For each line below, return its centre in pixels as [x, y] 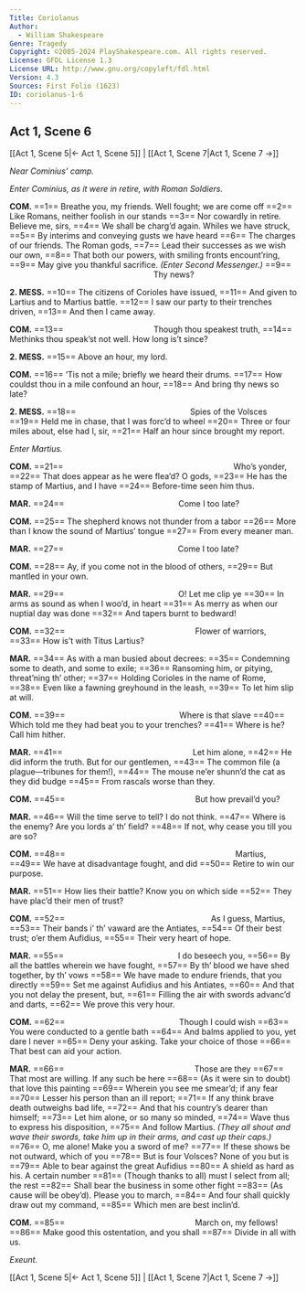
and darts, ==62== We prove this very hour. [92, 1004]
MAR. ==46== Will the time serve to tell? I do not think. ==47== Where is [148, 817]
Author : [24, 27]
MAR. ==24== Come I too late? [125, 504]
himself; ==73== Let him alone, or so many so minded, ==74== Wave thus [150, 1117]
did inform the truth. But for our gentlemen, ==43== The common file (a [145, 762]
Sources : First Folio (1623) [65, 86]
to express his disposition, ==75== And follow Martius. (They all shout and [150, 1127]
